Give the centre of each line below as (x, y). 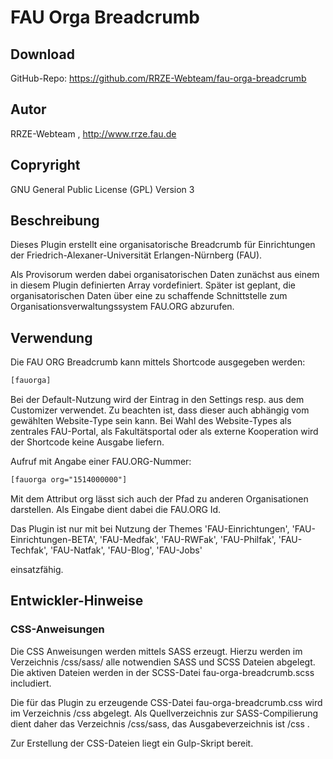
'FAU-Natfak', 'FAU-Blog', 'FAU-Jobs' (126, 550)
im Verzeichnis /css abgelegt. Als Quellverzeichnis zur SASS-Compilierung (164, 713)
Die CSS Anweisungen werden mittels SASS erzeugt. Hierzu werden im (156, 651)
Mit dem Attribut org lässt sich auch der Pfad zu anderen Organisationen (159, 499)
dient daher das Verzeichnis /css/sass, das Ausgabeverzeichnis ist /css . (160, 723)
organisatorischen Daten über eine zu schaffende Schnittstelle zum (149, 296)
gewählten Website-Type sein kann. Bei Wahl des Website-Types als (151, 421)
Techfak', (29, 550)
